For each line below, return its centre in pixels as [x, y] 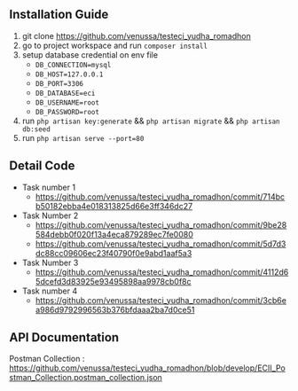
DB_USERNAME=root [67, 102]
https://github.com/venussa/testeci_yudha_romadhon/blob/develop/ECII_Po [147, 368]
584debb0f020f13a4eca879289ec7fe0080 [114, 234]
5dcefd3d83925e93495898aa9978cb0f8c [113, 281]
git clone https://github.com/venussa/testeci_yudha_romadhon [136, 35]
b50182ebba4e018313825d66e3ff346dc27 [114, 206]
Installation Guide [59, 15]
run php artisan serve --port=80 [83, 137]
